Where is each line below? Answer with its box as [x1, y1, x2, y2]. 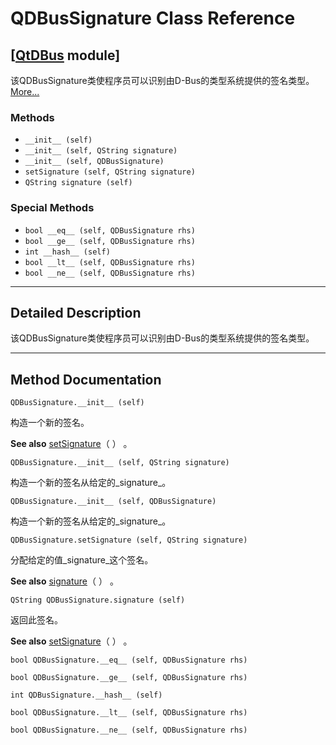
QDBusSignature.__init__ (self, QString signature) [10, 458, 230, 468]
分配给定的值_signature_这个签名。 [10, 554, 154, 566]
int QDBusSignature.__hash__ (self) [10, 690, 163, 701]
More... [10, 86, 40, 97]
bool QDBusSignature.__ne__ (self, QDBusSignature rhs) [10, 725, 248, 736]
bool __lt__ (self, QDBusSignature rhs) [24, 257, 196, 267]
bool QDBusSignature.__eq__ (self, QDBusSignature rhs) [10, 655, 248, 666]
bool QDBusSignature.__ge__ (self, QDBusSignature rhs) [10, 673, 248, 683]
